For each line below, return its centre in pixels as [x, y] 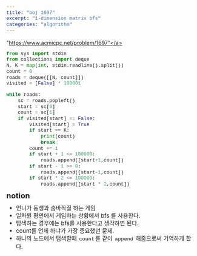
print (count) [58, 137]
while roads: [24, 95]
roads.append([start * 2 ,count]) [85, 184]
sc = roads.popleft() [47, 101]
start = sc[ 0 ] [37, 107]
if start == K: [49, 131]
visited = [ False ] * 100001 [44, 84]
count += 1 [44, 149]
